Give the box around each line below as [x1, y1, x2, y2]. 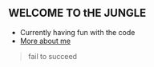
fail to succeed [27, 51, 78, 61]
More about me [19, 36, 71, 45]
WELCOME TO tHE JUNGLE [8, 6, 147, 20]
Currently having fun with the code [19, 27, 136, 37]
